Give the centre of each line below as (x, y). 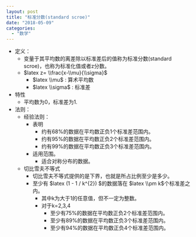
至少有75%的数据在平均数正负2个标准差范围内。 (109, 213)
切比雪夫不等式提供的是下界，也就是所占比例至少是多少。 (102, 176)
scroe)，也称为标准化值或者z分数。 (67, 66)
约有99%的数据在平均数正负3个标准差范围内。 (98, 146)
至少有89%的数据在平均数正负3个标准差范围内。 (109, 220)
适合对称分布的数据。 (67, 161)
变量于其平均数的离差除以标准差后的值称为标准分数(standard (97, 59)
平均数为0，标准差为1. (51, 102)
